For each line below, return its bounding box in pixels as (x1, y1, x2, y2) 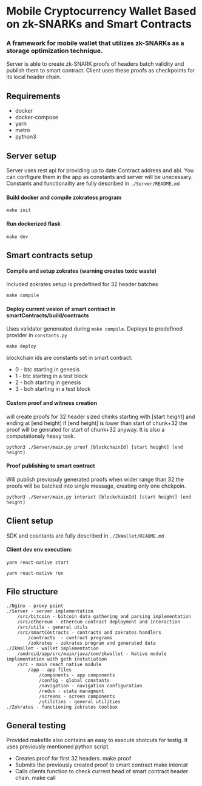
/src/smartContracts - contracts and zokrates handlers (17, 629, 162, 636)
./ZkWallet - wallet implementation (6, 645, 99, 651)
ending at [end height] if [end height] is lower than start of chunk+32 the (6, 419, 187, 427)
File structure (6, 586, 58, 597)
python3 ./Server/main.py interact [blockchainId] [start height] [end (6, 494, 191, 500)
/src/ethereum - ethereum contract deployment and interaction (17, 619, 181, 625)
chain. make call (15, 774, 56, 782)
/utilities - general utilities (38, 698, 121, 704)
